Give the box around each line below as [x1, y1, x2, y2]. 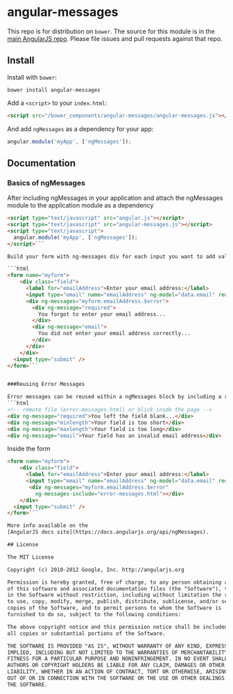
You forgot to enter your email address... [37, 310, 166, 318]
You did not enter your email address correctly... [37, 330, 191, 337]
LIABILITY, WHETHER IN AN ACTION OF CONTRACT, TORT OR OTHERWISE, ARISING [7, 668, 228, 675]
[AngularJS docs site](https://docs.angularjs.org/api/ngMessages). [7, 529, 209, 536]
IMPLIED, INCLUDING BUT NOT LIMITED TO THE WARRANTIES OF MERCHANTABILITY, [7, 649, 231, 656]
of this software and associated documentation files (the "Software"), [7, 585, 222, 592]
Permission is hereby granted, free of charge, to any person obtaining [7, 579, 222, 586]
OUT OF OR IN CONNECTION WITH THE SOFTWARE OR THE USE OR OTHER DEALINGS [7, 675, 225, 682]
